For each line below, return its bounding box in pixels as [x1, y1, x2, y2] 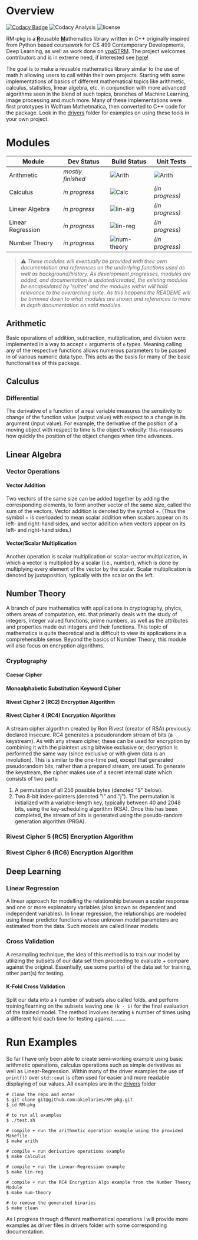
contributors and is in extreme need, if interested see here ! [6, 54, 149, 61]
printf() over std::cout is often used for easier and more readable [6, 1074, 170, 1081]
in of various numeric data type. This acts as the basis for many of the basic [6, 353, 191, 360]
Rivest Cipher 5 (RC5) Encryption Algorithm [6, 833, 134, 841]
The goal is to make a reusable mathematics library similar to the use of [6, 65, 180, 72]
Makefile [6, 1133, 28, 1139]
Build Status [111, 157, 147, 166]
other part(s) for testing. [6, 969, 65, 976]
